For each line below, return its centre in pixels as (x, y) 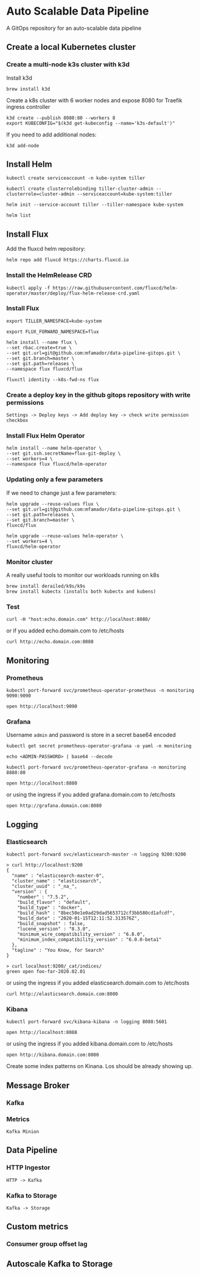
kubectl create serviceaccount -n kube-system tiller (76, 178)
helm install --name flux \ (42, 342)
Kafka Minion (23, 1131)
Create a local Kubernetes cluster (71, 47)
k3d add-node (23, 145)
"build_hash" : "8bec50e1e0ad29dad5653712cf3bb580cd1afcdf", (96, 913)
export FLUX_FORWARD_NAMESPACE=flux (53, 332)
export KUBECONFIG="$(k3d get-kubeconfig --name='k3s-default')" (91, 123)
